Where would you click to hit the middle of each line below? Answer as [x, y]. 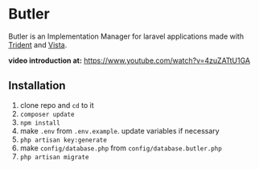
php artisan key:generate [63, 140]
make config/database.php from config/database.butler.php [121, 148]
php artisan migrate [54, 157]
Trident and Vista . [38, 44]
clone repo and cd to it [57, 105]
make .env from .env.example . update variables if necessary [119, 130]
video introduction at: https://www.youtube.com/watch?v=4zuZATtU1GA [129, 60]
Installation [37, 86]
